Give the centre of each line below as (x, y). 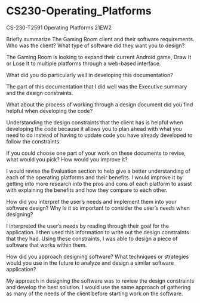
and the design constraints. (40, 93)
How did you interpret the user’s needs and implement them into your (92, 201)
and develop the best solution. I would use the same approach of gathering (99, 287)
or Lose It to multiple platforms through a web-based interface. (84, 63)
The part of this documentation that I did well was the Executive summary (97, 86)
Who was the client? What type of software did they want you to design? (96, 45)
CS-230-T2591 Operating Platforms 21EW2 (59, 27)
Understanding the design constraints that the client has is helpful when (95, 122)
